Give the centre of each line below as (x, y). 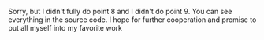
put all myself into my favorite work (65, 28)
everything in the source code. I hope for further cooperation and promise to (132, 20)
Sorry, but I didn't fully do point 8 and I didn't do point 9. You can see (120, 11)
